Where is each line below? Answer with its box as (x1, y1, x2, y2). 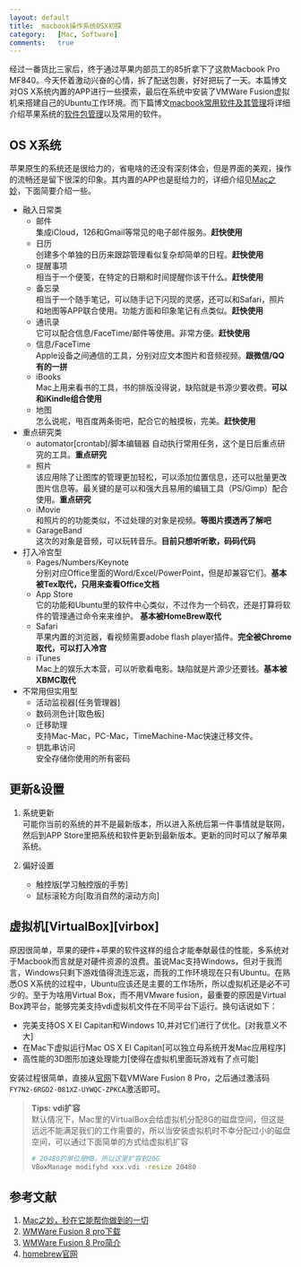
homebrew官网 (21, 1248, 78, 1260)
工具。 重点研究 (51, 449, 107, 460)
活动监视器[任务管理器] (35, 697, 121, 708)
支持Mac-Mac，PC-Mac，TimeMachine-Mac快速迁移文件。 (35, 731, 258, 742)
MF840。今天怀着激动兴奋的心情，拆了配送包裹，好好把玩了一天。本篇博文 (9, 75, 288, 86)
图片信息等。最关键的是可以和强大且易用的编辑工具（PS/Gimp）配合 (35, 483, 288, 494)
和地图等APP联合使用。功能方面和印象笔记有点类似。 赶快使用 (35, 306, 264, 317)
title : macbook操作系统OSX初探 (9, 22, 123, 30)
